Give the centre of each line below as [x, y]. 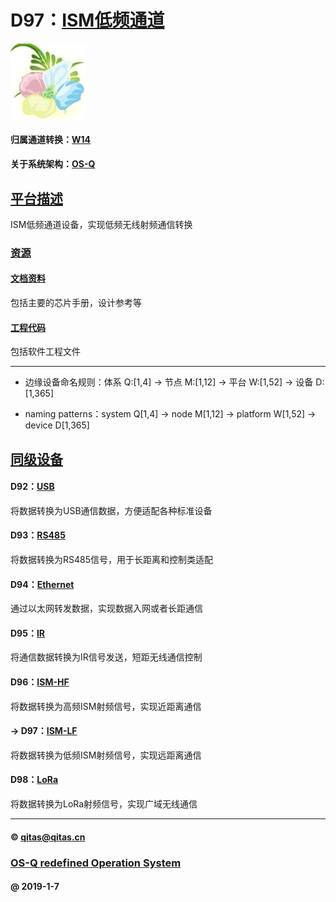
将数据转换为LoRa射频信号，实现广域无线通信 [104, 804]
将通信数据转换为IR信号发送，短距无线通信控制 [106, 657]
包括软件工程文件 [45, 352]
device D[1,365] [57, 425]
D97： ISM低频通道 [87, 20]
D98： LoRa [34, 780]
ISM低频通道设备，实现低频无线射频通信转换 [101, 224]
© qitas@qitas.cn [48, 837]
